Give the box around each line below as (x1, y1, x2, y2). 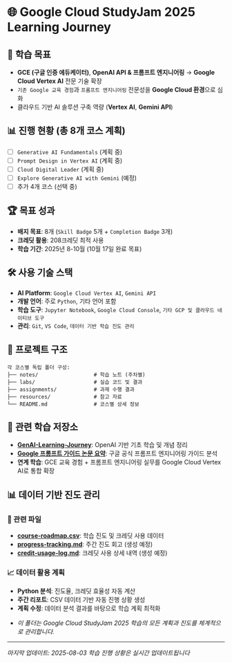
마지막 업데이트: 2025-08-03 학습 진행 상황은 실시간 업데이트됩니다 (7, 648, 190, 657)
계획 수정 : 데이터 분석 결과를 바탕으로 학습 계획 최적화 (17, 604, 161, 612)
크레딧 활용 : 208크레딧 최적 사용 (17, 236, 104, 244)
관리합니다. (24, 628, 55, 636)
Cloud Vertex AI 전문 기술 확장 (17, 77, 102, 85)
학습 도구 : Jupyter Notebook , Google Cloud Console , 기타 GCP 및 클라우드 (17, 305, 215, 314)
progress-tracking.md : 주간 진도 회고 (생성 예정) (17, 541, 153, 549)
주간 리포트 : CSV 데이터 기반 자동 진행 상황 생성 (17, 596, 146, 604)
